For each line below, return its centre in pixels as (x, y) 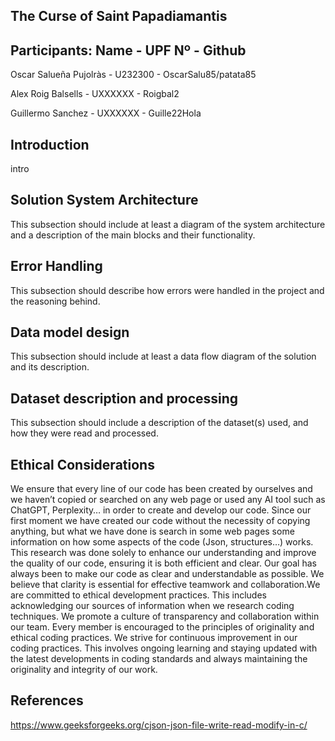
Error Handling (56, 266)
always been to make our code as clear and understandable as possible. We (167, 574)
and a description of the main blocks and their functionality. (133, 235)
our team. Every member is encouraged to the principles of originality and (162, 627)
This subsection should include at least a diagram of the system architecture (168, 224)
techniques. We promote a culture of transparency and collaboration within (165, 616)
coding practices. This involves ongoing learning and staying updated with (164, 648)
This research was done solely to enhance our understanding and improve (163, 553)
